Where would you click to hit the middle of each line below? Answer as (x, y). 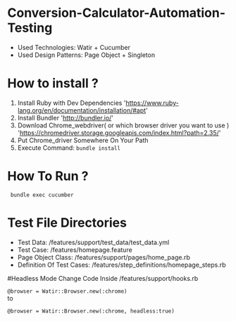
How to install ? (53, 83)
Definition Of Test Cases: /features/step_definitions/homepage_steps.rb (122, 265)
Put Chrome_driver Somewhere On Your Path (83, 140)
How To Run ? (48, 176)
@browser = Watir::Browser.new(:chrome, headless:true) (91, 311)
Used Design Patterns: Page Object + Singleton (86, 55)
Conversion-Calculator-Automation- (117, 13)
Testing (30, 28)
